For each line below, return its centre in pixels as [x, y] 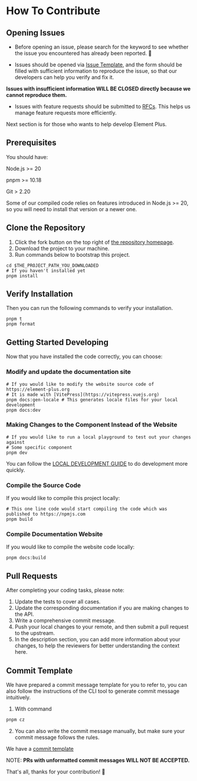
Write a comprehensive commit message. [65, 621]
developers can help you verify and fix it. [64, 77]
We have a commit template [40, 748]
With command [33, 709]
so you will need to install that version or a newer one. [72, 209]
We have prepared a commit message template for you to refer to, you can [97, 685]
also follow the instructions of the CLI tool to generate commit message [93, 691]
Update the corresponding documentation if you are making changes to [102, 608]
